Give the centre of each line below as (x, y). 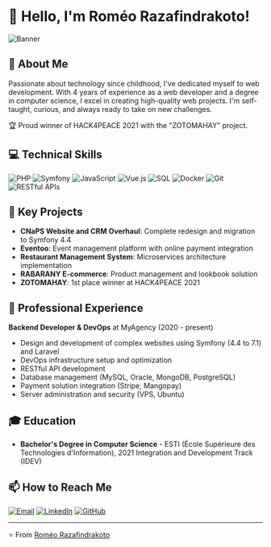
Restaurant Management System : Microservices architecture (123, 257)
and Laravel (40, 352)
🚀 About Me (38, 64)
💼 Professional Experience (76, 308)
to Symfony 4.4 (46, 240)
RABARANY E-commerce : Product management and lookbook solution (139, 274)
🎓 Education (42, 421)
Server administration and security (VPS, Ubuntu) (102, 395)
